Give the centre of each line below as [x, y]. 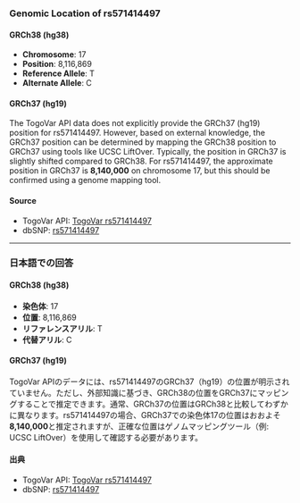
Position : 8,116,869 [57, 64]
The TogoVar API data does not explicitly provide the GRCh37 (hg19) [135, 123]
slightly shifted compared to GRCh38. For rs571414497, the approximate [142, 161]
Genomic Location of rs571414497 [85, 13]
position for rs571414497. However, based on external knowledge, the [137, 133]
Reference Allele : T [58, 73]
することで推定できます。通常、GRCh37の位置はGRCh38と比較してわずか [152, 404]
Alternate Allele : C [57, 83]
